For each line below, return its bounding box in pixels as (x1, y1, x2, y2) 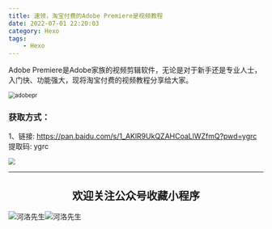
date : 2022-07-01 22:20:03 (8, 19, 100, 28)
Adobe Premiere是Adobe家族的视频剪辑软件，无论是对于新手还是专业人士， (8, 66, 261, 75)
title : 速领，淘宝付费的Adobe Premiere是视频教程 (8, 11, 164, 20)
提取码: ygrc (8, 142, 49, 151)
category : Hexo (8, 27, 60, 35)
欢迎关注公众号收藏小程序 (72, 189, 200, 202)
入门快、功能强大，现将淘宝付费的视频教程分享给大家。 (8, 75, 193, 85)
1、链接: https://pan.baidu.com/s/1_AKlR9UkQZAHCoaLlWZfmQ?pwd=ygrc (8, 131, 257, 142)
